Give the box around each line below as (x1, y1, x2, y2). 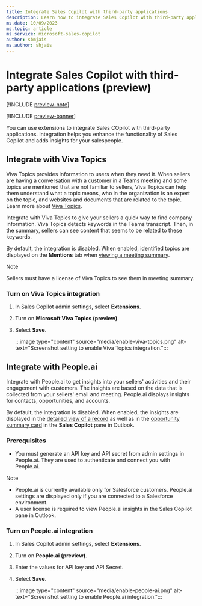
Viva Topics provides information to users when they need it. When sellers (6, 170, 191, 177)
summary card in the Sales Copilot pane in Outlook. (6, 421, 135, 429)
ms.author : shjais (6, 43, 52, 49)
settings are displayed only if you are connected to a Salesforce (14, 492, 173, 500)
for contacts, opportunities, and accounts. (6, 397, 111, 404)
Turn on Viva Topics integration (6, 289, 100, 298)
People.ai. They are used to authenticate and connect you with (14, 456, 170, 464)
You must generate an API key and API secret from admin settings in (14, 450, 185, 458)
